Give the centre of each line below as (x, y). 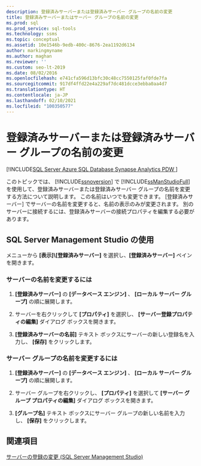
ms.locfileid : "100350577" (40, 106)
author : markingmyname (34, 51)
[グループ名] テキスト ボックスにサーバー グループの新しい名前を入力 (100, 413)
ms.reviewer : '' (26, 62)
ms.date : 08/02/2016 (32, 73)
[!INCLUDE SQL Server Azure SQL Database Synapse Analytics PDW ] (92, 169)
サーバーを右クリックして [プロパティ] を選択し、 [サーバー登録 (93, 314)
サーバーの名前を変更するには (49, 280)
